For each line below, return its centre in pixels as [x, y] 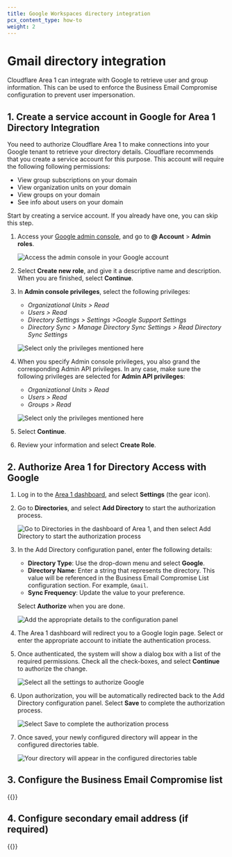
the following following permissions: [59, 167]
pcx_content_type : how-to [44, 20]
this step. [20, 223]
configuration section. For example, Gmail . [88, 585]
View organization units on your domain [74, 188]
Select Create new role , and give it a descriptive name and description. [119, 271]
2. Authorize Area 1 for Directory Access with [107, 467]
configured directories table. [58, 744]
